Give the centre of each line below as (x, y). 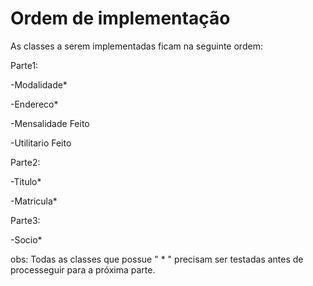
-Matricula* (34, 201)
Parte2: (25, 162)
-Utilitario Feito (41, 143)
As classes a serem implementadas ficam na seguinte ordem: (136, 46)
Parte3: (25, 220)
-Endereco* (34, 104)
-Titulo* (26, 181)
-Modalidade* (39, 84)
